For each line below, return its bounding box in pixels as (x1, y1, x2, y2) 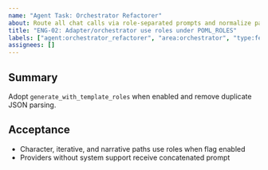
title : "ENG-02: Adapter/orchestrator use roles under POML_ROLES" (8, 26, 238, 34)
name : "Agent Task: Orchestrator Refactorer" (8, 11, 162, 20)
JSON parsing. (8, 100, 57, 110)
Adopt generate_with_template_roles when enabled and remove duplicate (8, 91, 252, 101)
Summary (8, 71, 58, 84)
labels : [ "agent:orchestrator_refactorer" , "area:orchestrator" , (8, 33, 230, 42)
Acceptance (8, 123, 70, 137)
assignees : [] (8, 41, 56, 49)
